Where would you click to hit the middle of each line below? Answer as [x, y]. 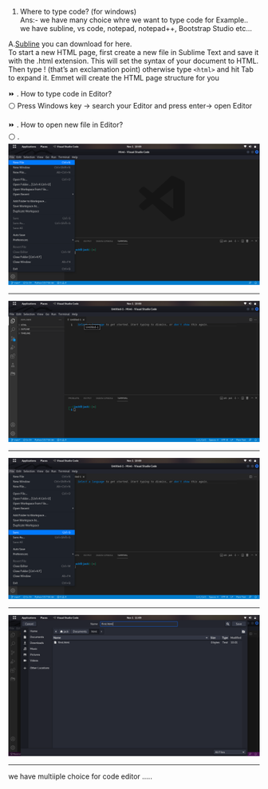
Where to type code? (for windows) [78, 12]
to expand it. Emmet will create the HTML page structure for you [114, 78]
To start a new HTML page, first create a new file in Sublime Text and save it [134, 52]
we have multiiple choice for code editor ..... [81, 776]
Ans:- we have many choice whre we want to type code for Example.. [134, 20]
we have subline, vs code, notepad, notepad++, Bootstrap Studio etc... [136, 28]
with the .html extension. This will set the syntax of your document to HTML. [134, 61]
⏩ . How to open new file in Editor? [66, 124]
